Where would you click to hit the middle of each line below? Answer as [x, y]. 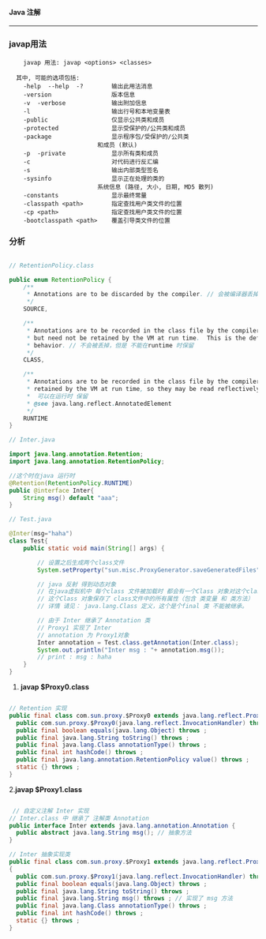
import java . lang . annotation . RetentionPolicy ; [87, 462]
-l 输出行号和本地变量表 [97, 111]
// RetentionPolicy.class [51, 265]
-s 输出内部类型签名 [91, 170]
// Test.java [30, 520]
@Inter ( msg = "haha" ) [41, 534]
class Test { [28, 541]
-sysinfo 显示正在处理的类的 [94, 178]
